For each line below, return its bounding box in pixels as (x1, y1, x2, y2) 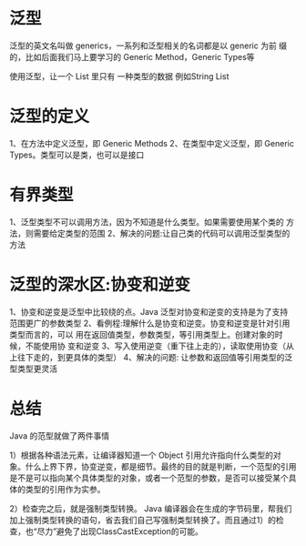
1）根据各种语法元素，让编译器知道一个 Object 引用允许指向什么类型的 (9, 450, 273, 460)
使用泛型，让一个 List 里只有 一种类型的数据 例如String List (9, 70, 229, 82)
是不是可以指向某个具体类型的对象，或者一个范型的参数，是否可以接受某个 (9, 472, 289, 483)
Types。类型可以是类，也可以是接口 (9, 149, 145, 160)
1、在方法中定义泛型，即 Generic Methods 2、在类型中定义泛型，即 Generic (9, 137, 294, 148)
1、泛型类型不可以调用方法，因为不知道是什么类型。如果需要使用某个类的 (9, 216, 284, 227)
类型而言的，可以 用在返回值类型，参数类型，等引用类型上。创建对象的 (9, 329, 275, 339)
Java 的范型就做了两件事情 (9, 430, 110, 441)
